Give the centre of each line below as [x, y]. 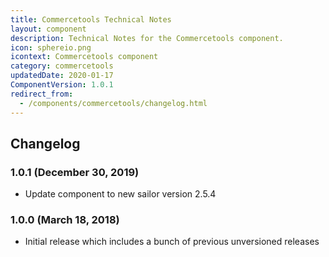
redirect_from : [42, 94]
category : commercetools [62, 66]
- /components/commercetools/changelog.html [113, 103]
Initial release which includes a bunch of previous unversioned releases [172, 242]
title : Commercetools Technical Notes [91, 19]
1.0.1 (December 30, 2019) [75, 172]
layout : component [48, 29]
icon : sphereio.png [51, 47]
